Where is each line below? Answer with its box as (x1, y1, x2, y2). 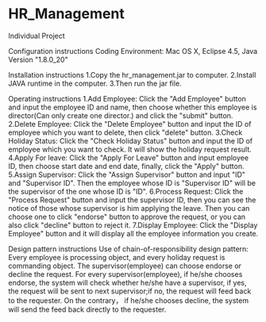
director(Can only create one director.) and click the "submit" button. (8, 110, 233, 120)
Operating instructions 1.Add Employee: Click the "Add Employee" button (8, 94, 246, 103)
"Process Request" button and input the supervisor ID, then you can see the (8, 195, 256, 205)
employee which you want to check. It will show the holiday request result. (8, 144, 252, 154)
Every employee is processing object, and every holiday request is (8, 252, 226, 262)
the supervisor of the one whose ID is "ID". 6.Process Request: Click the (8, 186, 244, 196)
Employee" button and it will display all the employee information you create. (8, 228, 259, 238)
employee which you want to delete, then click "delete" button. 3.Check (8, 128, 243, 137)
